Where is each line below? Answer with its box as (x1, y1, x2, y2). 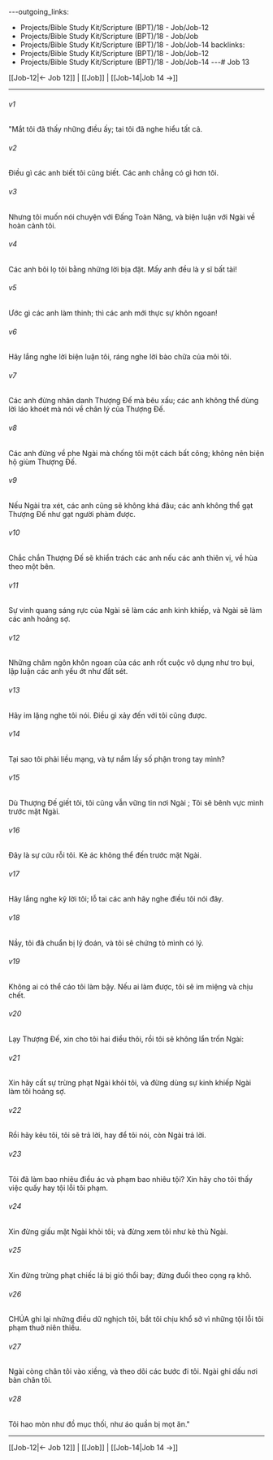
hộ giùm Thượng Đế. (8, 457, 77, 467)
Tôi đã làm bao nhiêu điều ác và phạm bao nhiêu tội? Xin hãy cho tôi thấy (8, 1174, 253, 1184)
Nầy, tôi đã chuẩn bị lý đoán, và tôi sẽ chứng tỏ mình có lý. (8, 938, 204, 948)
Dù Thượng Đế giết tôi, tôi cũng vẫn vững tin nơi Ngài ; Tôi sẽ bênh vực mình (8, 798, 264, 808)
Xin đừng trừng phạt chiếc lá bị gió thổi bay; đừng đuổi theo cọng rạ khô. (8, 1271, 252, 1280)
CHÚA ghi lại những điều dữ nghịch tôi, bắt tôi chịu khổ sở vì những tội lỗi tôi (8, 1314, 264, 1324)
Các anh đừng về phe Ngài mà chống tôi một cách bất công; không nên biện (8, 448, 265, 458)
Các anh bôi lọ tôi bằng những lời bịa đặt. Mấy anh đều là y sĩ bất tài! (8, 264, 237, 274)
